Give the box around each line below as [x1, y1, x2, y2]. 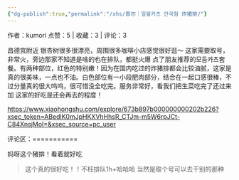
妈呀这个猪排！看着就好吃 [7, 149, 83, 158]
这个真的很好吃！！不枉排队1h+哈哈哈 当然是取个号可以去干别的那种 [24, 164, 224, 173]
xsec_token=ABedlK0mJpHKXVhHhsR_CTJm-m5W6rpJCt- [7, 112, 180, 121]
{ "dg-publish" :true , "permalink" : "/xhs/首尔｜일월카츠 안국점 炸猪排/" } [7, 10, 208, 18]
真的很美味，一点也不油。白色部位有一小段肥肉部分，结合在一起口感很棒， [7, 73, 225, 81]
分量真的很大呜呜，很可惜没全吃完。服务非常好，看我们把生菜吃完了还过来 [13, 81, 232, 90]
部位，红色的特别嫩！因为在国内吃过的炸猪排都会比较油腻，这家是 [38, 63, 232, 72]
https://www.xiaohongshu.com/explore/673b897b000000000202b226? [7, 105, 219, 113]
